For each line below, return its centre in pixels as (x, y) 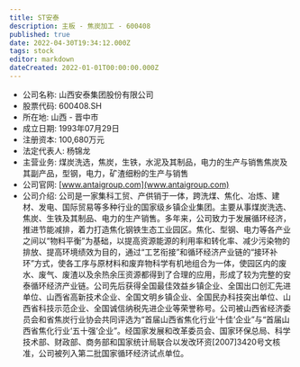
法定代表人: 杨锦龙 (56, 150)
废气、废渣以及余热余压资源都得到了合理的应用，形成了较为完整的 (161, 274)
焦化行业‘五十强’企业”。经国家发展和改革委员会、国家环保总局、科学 (164, 330)
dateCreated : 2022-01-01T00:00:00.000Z (84, 68)
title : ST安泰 (35, 18)
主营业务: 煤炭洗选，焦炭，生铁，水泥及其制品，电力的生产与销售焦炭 (151, 162)
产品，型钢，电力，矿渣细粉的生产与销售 (114, 173)
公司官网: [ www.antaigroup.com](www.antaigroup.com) (126, 184)
